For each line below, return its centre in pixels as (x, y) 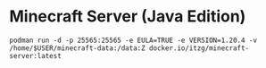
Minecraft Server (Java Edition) (128, 17)
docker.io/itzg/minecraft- (199, 48)
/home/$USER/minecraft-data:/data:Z (77, 48)
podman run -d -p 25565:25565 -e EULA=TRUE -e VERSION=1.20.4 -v (133, 40)
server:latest (36, 55)
